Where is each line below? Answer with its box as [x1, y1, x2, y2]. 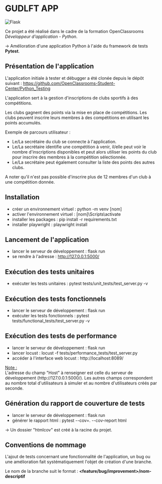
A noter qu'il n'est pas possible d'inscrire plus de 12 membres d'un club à [5, 173, 151, 180]
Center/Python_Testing [5, 86, 51, 91]
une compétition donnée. [5, 179, 55, 185]
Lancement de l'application [5, 235, 89, 243]
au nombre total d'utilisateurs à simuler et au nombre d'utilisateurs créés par [5, 380, 157, 386]
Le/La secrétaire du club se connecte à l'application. [12, 138, 117, 144]
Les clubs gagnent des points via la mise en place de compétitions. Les [5, 109, 147, 115]
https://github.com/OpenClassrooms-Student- [23, 80, 115, 86]
